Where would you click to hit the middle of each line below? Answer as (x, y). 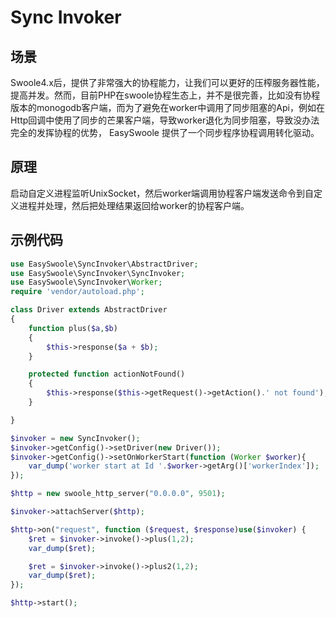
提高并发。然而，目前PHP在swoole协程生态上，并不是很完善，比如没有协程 (165, 95)
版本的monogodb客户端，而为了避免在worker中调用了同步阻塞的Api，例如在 (167, 107)
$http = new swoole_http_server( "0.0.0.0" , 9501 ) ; (118, 494)
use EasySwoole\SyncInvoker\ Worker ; (86, 282)
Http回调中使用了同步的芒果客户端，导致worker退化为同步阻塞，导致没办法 (165, 120)
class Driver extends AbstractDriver (89, 310)
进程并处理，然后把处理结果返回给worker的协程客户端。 (134, 205)
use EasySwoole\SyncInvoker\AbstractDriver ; (104, 264)
